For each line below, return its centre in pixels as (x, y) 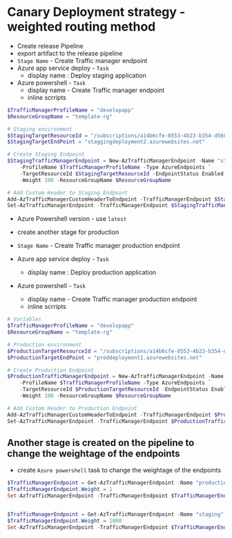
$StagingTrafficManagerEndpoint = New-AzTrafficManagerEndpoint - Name (111, 161)
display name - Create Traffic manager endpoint (96, 90)
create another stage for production (68, 232)
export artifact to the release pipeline (70, 53)
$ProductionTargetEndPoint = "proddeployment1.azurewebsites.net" (105, 357)
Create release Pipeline (50, 46)
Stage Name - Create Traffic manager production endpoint (99, 246)
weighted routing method (81, 27)
